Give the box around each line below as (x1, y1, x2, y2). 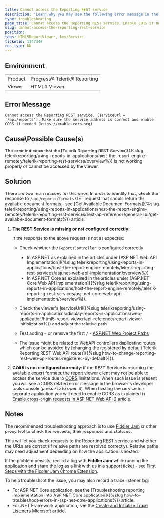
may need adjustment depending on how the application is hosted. (5, 448, 139, 454)
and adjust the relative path (52, 321, 107, 326)
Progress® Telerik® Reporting (30, 75, 99, 82)
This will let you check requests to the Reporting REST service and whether (5, 438, 157, 444)
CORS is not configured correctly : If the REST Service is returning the (12, 365, 154, 370)
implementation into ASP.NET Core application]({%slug (12, 492, 123, 498)
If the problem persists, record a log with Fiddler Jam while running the (5, 457, 148, 463)
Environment (5, 62, 45, 70)
